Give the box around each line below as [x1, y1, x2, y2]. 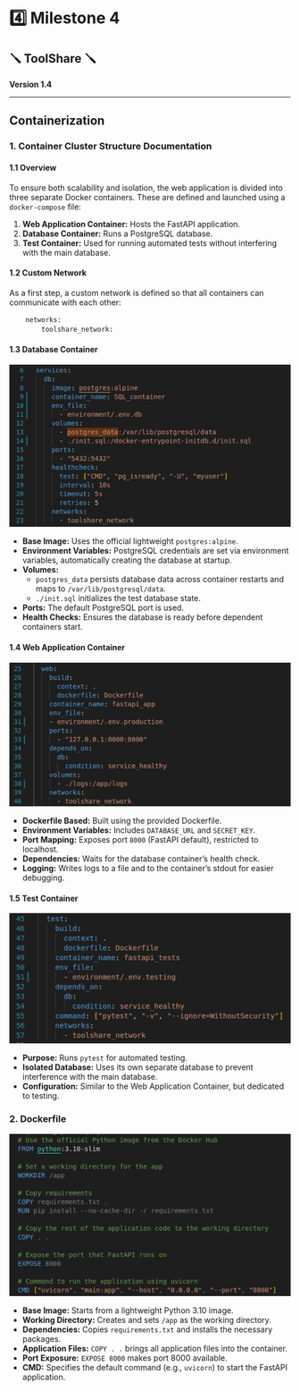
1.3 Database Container [9, 344, 98, 355]
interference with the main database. [21, 1072, 158, 1082]
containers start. [21, 622, 83, 632]
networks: [25, 315, 62, 324]
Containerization [9, 114, 105, 129]
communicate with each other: [9, 297, 122, 308]
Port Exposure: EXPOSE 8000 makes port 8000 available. [21, 1353, 228, 1363]
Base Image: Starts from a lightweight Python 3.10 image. [21, 1305, 234, 1316]
